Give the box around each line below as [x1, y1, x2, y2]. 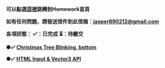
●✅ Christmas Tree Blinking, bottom [6, 44, 97, 51]
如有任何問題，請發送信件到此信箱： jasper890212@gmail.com [6, 18, 159, 25]
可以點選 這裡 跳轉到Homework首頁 [6, 6, 90, 12]
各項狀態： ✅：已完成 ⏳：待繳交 [6, 30, 84, 37]
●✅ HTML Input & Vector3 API [6, 55, 81, 62]
